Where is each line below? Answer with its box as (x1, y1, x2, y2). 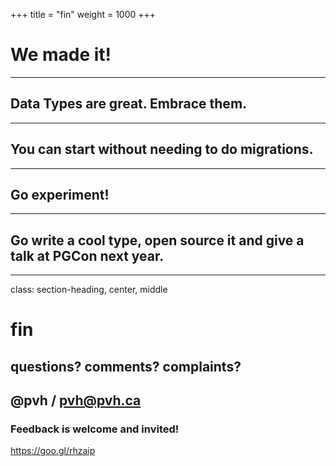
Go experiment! (10, 186, 110, 203)
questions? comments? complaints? (10, 358, 242, 375)
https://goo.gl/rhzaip (10, 445, 96, 457)
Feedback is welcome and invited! (10, 422, 180, 436)
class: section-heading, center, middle (10, 284, 168, 296)
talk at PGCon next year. (10, 247, 165, 264)
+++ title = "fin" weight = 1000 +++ (10, 9, 157, 20)
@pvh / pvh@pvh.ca (10, 392, 142, 409)
